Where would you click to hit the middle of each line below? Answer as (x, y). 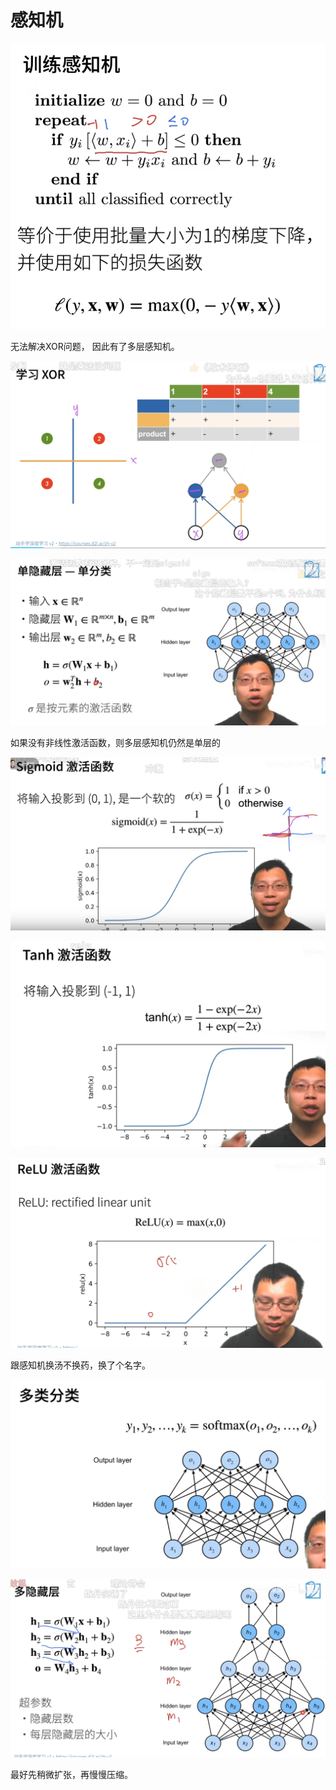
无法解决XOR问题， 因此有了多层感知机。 (95, 346)
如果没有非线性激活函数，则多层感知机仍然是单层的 (115, 743)
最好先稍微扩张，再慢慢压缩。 (71, 1774)
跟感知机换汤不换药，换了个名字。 (80, 1365)
